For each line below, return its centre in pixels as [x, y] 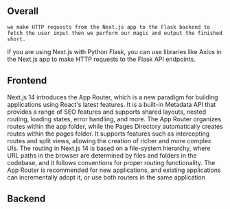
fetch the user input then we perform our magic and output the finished [115, 33]
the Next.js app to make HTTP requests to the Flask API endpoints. [101, 59]
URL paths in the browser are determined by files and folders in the [102, 155]
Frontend [27, 81]
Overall [23, 11]
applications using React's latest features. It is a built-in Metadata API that [112, 104]
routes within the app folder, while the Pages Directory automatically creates [115, 126]
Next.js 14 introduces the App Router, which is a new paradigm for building [113, 97]
